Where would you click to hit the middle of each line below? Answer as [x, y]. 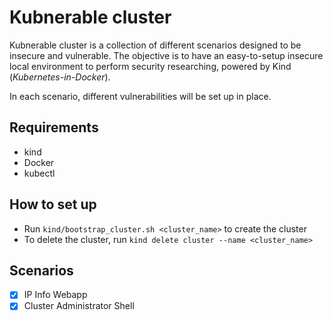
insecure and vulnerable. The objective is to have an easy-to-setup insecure [166, 55]
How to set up [53, 204]
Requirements [54, 127]
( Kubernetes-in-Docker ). [60, 77]
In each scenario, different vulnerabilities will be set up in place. [140, 96]
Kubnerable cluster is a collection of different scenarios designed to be [155, 45]
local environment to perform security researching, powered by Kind [150, 66]
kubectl [39, 173]
